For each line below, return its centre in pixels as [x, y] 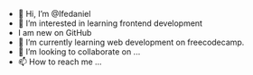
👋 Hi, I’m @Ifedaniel [54, 14]
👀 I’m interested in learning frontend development [110, 23]
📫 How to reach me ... [60, 62]
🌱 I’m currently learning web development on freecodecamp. [131, 42]
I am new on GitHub [55, 33]
